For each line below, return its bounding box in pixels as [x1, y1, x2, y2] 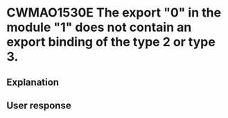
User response [6, 99, 71, 111]
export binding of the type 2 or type [6, 35, 216, 50]
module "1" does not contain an [6, 19, 192, 35]
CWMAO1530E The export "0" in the [6, 5, 222, 21]
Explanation [6, 76, 60, 88]
